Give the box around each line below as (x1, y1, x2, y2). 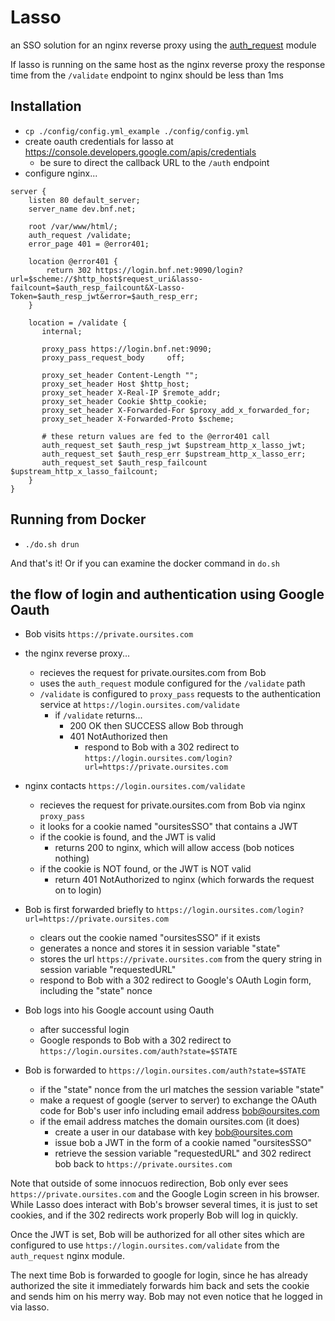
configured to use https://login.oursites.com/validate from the (10, 1239, 280, 1251)
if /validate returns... (54, 709, 143, 721)
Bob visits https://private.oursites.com (24, 628, 194, 640)
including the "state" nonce (39, 985, 153, 997)
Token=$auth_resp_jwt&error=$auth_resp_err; (10, 291, 199, 301)
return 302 (46, 265, 92, 275)
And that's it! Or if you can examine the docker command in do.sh (10, 557, 281, 569)
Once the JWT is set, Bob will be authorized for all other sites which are (10, 1229, 305, 1241)
